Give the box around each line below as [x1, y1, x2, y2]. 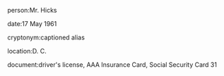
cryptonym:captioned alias [7, 33, 85, 42]
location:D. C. [7, 47, 47, 55]
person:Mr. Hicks [7, 6, 57, 14]
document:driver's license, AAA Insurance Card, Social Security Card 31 [7, 61, 218, 69]
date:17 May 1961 [7, 20, 57, 27]
